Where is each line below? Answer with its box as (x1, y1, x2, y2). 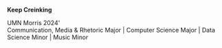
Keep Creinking (7, 6, 53, 14)
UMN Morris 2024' (7, 19, 60, 26)
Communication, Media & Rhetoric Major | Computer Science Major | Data (7, 26, 216, 34)
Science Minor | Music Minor (7, 33, 89, 41)
